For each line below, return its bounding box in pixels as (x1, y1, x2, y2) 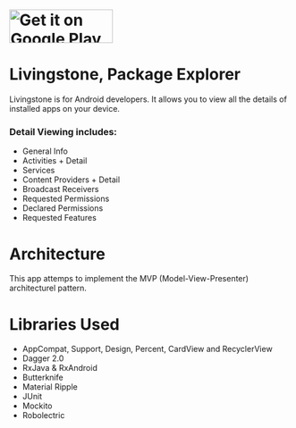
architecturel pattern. (9, 282, 88, 294)
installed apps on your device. (9, 104, 121, 114)
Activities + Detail (21, 155, 88, 166)
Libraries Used (9, 314, 120, 334)
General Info (21, 146, 69, 156)
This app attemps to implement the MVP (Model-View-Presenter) (9, 273, 249, 284)
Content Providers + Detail (21, 174, 121, 185)
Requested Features (21, 213, 97, 223)
